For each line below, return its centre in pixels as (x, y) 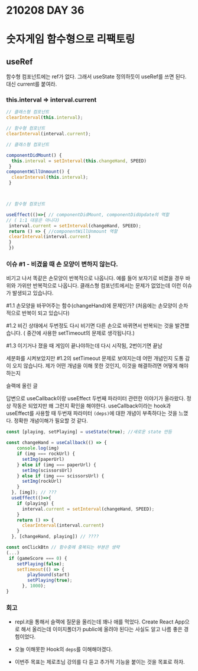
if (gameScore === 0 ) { (38, 558)
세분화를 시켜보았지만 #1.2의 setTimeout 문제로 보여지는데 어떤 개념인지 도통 (95, 358)
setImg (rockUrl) (42, 482)
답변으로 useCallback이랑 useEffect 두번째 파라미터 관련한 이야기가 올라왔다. (96, 398)
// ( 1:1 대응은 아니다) (33, 220)
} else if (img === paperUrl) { (56, 465)
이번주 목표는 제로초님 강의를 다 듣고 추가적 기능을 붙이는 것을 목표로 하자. (100, 662)
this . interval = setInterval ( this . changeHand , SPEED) (79, 161)
